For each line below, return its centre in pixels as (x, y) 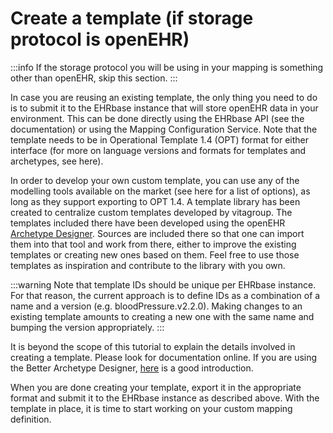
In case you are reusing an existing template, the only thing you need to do (164, 97)
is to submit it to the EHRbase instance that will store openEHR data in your (164, 108)
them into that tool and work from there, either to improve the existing (153, 244)
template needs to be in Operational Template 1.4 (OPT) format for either (159, 139)
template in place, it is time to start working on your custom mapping (151, 408)
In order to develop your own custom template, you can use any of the (155, 180)
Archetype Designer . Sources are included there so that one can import (157, 233)
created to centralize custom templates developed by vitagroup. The (151, 212)
